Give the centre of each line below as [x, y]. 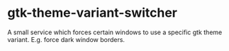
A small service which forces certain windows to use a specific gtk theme [115, 32]
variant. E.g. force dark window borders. [66, 39]
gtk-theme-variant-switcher [93, 13]
